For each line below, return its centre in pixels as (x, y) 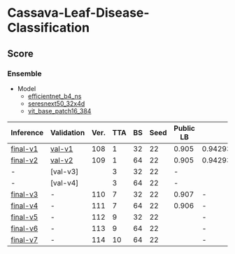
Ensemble (24, 73)
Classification (48, 28)
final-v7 (24, 239)
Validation (67, 132)
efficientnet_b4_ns (55, 96)
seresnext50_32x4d (56, 104)
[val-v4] (64, 183)
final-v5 (24, 217)
